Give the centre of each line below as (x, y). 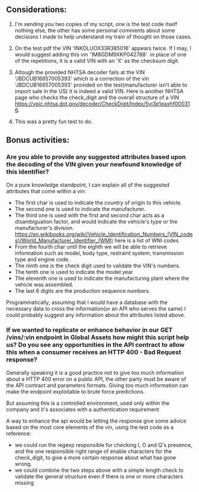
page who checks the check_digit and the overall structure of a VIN (97, 97)
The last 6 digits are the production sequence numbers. (83, 290)
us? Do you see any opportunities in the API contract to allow (95, 345)
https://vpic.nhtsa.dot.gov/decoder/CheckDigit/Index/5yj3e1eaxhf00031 (102, 104)
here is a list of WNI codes (147, 240)
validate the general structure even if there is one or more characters (99, 476)
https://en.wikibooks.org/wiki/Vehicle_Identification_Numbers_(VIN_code (104, 234)
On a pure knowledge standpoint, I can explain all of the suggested (88, 185)
